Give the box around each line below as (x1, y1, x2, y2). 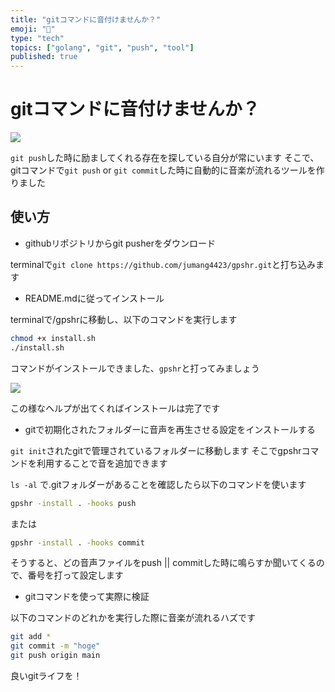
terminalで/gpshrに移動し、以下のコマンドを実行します (10, 313, 238, 325)
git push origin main (10, 651, 101, 661)
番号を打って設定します (27, 569, 124, 581)
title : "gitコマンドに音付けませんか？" (10, 14, 162, 25)
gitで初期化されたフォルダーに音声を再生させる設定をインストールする (24, 423, 317, 435)
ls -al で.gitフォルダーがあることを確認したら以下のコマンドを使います (10, 478, 307, 490)
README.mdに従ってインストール (24, 292, 165, 304)
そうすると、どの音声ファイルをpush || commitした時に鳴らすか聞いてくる (10, 557, 317, 569)
